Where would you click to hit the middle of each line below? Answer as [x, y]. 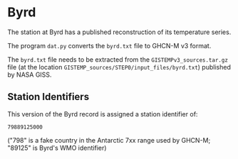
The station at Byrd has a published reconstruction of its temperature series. [119, 32]
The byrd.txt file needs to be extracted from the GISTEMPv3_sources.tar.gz [118, 59]
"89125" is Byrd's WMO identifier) [57, 148]
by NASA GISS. [30, 75]
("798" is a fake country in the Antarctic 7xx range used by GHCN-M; [109, 140]
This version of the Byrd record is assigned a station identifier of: [103, 114]
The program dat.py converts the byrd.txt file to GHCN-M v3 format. [109, 45]
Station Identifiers [48, 97]
